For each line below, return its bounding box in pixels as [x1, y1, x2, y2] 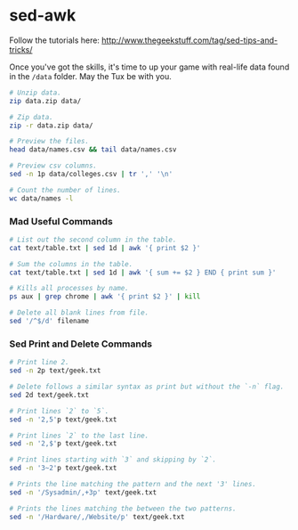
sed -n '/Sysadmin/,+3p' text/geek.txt [9, 487, 157, 497]
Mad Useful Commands [9, 215, 113, 227]
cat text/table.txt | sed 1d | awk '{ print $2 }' [9, 243, 201, 252]
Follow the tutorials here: [9, 35, 101, 45]
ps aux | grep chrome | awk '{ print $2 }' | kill [9, 292, 201, 301]
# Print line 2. [9, 358, 69, 367]
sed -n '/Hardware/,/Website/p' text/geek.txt [9, 512, 185, 521]
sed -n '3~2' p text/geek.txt [9, 464, 117, 473]
